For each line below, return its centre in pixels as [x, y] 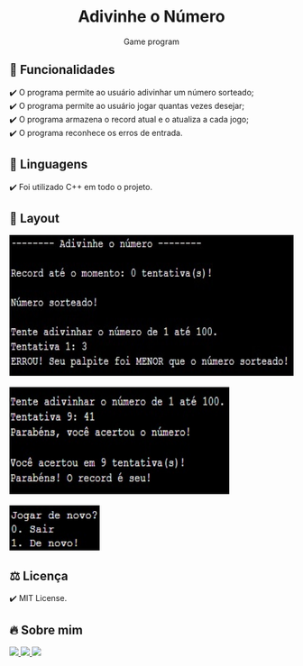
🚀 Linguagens [49, 164]
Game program [151, 41]
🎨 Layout [35, 218]
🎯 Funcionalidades [62, 70]
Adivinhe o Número [151, 17]
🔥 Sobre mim [46, 630]
